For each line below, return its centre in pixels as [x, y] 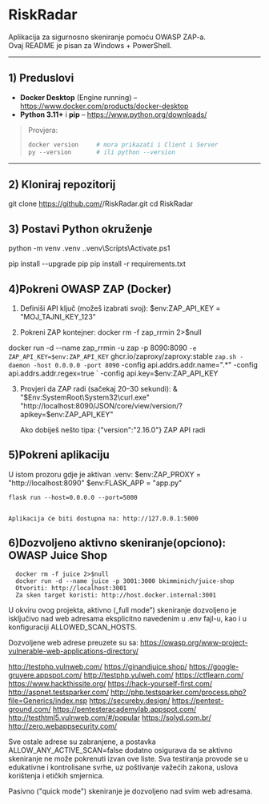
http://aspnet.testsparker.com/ [59, 692]
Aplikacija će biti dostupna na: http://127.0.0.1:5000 [103, 518]
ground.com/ [30, 709]
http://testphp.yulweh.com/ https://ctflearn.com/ [164, 675]
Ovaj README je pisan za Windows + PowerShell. [90, 45]
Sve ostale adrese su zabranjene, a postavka [82, 742]
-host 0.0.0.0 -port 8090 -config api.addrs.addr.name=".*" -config [146, 364]
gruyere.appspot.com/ [45, 675]
